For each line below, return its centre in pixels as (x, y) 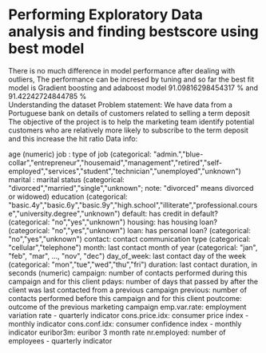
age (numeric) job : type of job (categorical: (80, 154)
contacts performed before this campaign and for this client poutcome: (125, 298)
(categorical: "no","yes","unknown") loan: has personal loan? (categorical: (129, 230)
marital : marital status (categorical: (67, 179)
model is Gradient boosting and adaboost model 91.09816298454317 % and (133, 87)
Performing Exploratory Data (106, 15)
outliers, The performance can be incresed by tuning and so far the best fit (131, 79)
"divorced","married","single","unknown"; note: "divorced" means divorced (131, 188)
